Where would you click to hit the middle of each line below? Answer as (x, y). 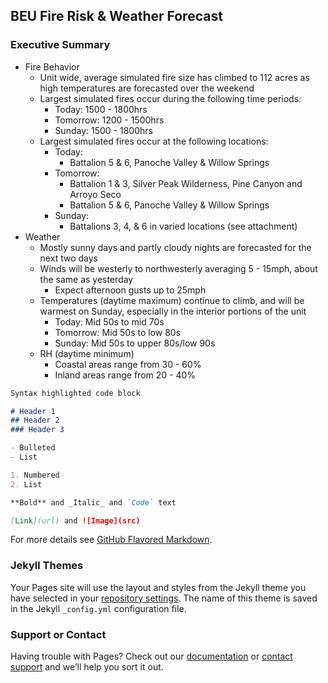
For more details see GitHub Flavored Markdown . (111, 540)
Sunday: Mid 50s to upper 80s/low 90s (135, 343)
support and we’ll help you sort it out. (87, 667)
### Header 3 (37, 430)
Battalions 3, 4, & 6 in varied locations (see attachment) (183, 226)
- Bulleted (33, 448)
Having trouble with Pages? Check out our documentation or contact (151, 656)
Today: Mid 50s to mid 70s (109, 321)
